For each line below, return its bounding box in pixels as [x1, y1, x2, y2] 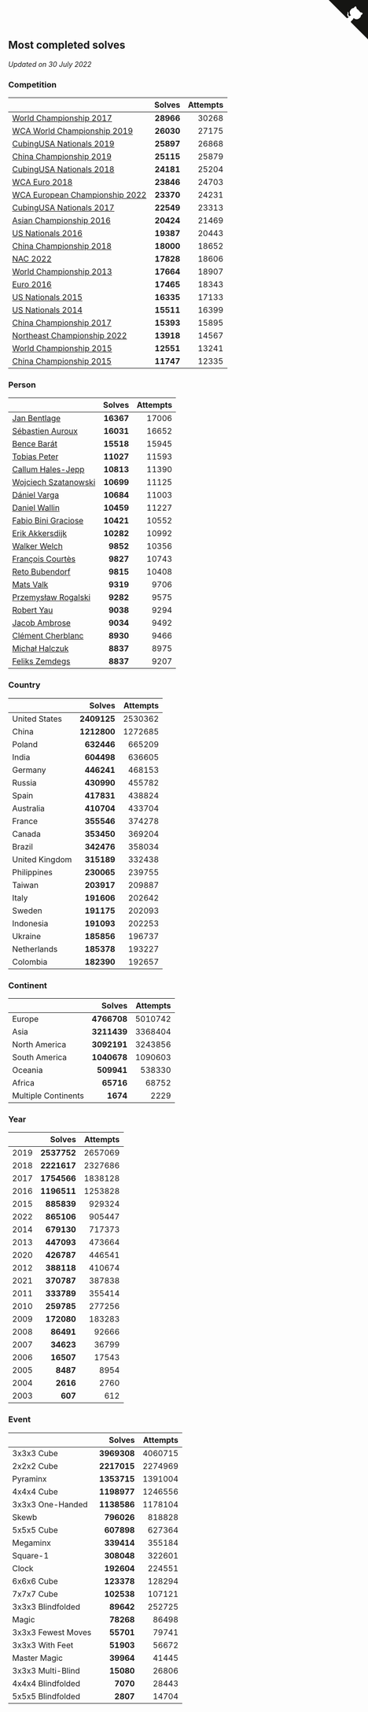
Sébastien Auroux [12, 426, 79, 437]
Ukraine [12, 930, 42, 941]
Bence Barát [12, 438, 57, 449]
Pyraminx [12, 1473, 47, 1484]
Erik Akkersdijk [12, 528, 68, 539]
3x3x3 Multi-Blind [12, 1665, 80, 1676]
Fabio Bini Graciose [12, 516, 84, 527]
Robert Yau [12, 605, 53, 616]
